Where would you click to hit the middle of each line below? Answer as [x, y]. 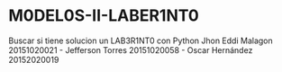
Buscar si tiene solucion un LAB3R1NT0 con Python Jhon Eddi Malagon [141, 40]
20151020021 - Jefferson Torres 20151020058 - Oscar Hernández [131, 49]
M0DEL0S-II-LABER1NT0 [104, 16]
